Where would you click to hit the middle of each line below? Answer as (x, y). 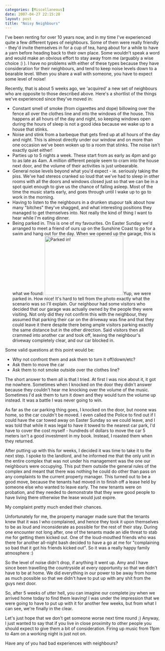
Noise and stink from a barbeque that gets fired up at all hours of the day (86, 135)
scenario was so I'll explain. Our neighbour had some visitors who (79, 304)
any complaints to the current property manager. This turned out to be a (78, 477)
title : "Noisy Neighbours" (33, 23)
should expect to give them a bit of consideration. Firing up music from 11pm (82, 628)
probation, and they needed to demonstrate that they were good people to (80, 492)
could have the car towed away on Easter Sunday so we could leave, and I (80, 420)
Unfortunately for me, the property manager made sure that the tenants (77, 516)
